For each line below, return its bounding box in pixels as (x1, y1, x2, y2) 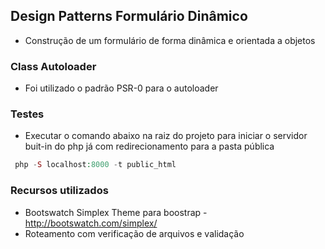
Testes (10, 107, 45, 121)
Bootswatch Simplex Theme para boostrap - (24, 206, 208, 218)
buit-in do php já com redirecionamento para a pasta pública (24, 140, 275, 153)
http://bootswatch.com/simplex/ (24, 217, 158, 229)
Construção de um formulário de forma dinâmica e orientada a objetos (24, 34, 316, 46)
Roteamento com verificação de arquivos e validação (24, 227, 245, 239)
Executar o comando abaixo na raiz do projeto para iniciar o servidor (24, 130, 308, 142)
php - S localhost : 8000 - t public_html (14, 160, 177, 170)
